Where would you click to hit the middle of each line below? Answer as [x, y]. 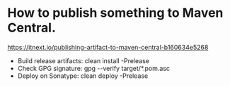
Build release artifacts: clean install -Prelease [84, 60]
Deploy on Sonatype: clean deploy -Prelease [83, 76]
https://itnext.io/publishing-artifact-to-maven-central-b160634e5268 [108, 47]
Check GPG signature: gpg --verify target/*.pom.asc [94, 68]
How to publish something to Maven [115, 13]
